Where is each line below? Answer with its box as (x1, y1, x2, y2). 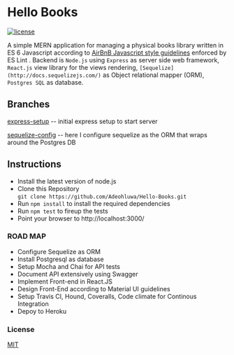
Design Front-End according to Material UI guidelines (17, 284, 170, 293)
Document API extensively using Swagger (17, 270, 138, 278)
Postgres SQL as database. (7, 78, 84, 86)
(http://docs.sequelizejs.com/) (7, 71, 101, 79)
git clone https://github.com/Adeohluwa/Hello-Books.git (17, 193, 187, 200)
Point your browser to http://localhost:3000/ (17, 214, 145, 223)
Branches (7, 99, 50, 111)
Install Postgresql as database (17, 255, 104, 263)
